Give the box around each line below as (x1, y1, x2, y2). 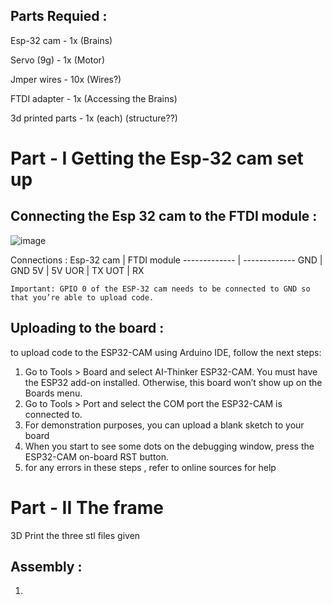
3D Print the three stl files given (10, 529, 141, 541)
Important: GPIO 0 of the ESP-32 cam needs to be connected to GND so (10, 284, 311, 294)
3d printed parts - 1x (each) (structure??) (10, 112, 178, 124)
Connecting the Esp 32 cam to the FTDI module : (10, 208, 318, 225)
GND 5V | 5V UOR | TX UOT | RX (10, 264, 145, 276)
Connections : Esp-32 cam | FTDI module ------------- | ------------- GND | (10, 254, 323, 266)
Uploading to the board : (10, 320, 165, 337)
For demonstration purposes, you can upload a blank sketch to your (24, 419, 305, 431)
